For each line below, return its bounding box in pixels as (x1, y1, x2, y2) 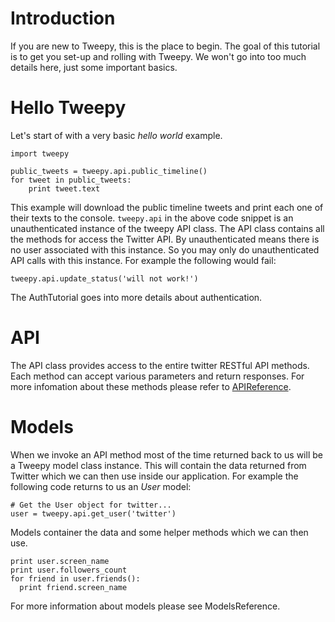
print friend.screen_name (19, 582, 128, 592)
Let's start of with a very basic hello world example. (10, 129, 223, 141)
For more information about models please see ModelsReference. (10, 600, 281, 612)
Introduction (10, 7, 116, 30)
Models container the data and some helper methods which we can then (10, 526, 309, 538)
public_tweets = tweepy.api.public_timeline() (10, 166, 208, 176)
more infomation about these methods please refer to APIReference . (10, 380, 292, 392)
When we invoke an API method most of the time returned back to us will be (10, 448, 323, 461)
